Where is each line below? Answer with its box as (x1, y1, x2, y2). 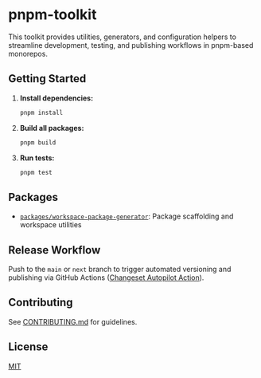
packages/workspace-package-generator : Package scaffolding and (19, 211, 234, 221)
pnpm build (19, 138, 56, 147)
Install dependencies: (19, 93, 94, 103)
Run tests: (19, 153, 55, 163)
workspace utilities (19, 220, 82, 230)
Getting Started (8, 72, 87, 85)
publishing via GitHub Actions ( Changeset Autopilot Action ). (8, 273, 205, 282)
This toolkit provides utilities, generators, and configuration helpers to (8, 32, 237, 41)
